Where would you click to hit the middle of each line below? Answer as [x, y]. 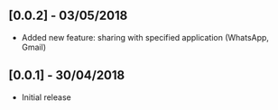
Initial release [46, 97]
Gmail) [34, 47]
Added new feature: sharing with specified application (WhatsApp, [145, 37]
